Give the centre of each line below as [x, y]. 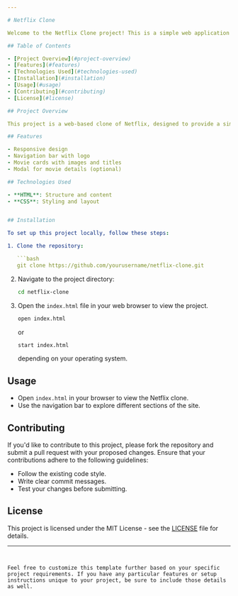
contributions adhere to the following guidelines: [78, 460]
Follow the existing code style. [62, 474]
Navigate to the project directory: [66, 279]
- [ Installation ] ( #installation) [57, 79]
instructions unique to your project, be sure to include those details [117, 580]
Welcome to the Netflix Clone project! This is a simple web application [119, 33]
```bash [28, 259]
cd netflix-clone [43, 292]
